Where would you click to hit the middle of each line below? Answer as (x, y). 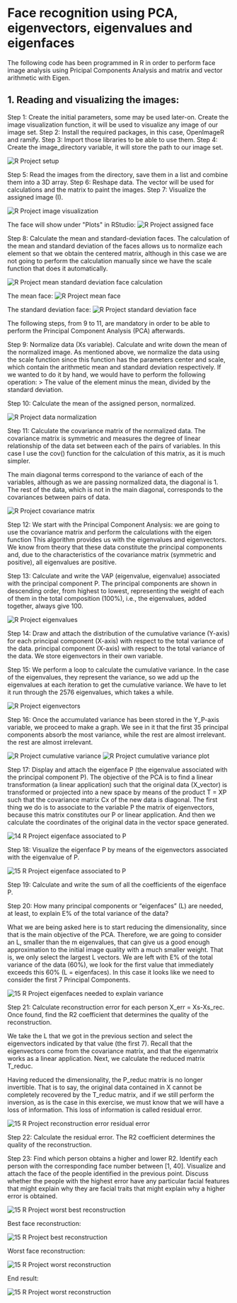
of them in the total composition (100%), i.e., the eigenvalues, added (107, 598)
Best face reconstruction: (44, 1223)
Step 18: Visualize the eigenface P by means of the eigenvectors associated (118, 849)
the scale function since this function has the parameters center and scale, (116, 360)
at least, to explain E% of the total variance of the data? (88, 913)
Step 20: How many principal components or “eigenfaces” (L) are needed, (115, 906)
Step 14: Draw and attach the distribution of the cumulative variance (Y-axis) (118, 633)
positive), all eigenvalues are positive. (62, 562)
